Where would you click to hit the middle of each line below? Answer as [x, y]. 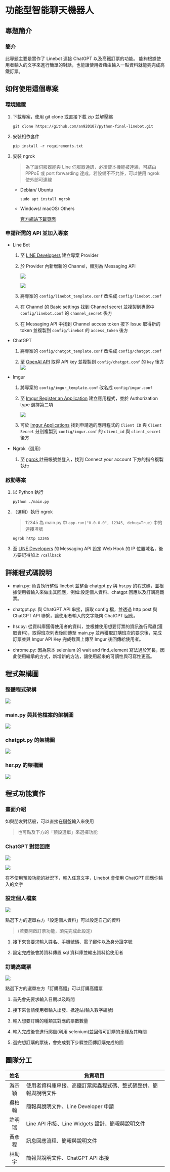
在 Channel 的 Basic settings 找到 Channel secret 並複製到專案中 [87, 307]
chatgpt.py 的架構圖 [30, 740]
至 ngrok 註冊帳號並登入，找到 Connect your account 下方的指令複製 [92, 459]
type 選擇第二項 [36, 404]
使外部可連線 [38, 179]
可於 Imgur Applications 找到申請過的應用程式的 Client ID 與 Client [91, 425]
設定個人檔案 [21, 898]
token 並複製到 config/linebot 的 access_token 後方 [74, 330]
